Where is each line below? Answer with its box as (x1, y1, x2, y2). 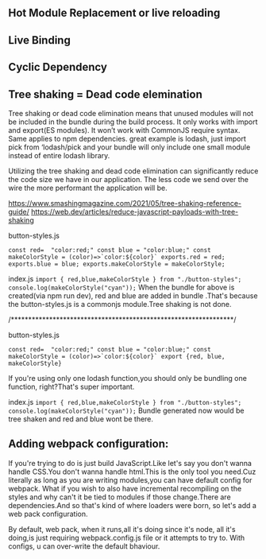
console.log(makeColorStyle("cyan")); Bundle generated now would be (8, 406, 245, 415)
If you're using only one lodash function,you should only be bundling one (8, 373, 248, 382)
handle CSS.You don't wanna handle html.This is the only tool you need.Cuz (8, 467, 256, 476)
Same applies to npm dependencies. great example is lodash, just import (8, 134, 246, 143)
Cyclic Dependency (8, 60, 107, 74)
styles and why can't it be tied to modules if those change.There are (8, 492, 232, 502)
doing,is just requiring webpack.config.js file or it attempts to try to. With (8, 533, 245, 542)
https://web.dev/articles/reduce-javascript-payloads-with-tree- (30, 207, 239, 216)
